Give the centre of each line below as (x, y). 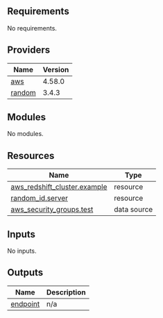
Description (66, 292)
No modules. (25, 134)
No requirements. (32, 28)
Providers (29, 50)
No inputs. (22, 251)
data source (134, 210)
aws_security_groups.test (52, 210)
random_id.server (39, 199)
